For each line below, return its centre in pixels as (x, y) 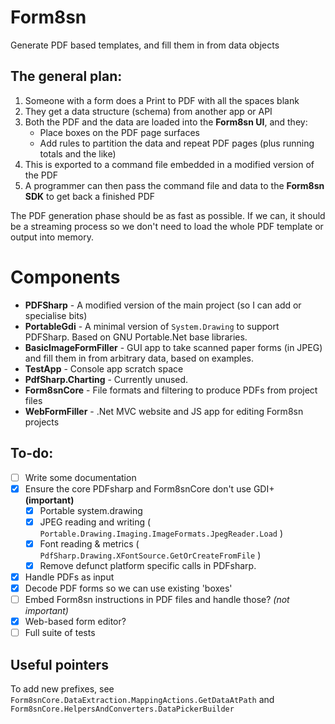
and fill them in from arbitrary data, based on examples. (139, 358)
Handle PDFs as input (69, 577)
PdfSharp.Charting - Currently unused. (106, 379)
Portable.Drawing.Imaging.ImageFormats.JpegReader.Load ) (161, 533)
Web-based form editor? (75, 622)
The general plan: (66, 76)
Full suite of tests (60, 633)
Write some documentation (80, 477)
